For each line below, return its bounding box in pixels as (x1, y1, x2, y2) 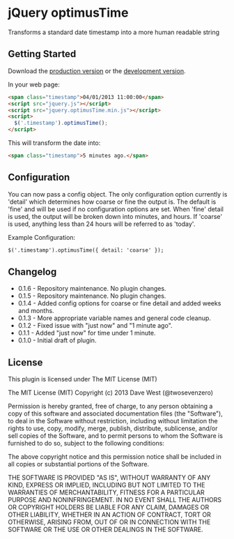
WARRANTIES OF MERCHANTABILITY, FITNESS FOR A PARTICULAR (8, 488, 205, 496)
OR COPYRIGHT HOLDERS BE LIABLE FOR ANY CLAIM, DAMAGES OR (8, 503, 210, 512)
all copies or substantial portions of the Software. (8, 460, 149, 469)
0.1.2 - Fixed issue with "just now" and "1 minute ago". (17, 321, 173, 330)
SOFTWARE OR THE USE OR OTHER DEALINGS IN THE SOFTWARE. (8, 525, 203, 534)
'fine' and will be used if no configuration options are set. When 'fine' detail (8, 204, 224, 213)
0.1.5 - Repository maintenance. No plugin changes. (17, 291, 166, 301)
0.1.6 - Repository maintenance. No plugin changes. (17, 284, 166, 293)
